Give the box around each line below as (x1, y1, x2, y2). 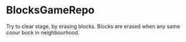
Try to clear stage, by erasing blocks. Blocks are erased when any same (6, 23, 180, 30)
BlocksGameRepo (6, 3, 95, 17)
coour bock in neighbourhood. (6, 29, 80, 36)
